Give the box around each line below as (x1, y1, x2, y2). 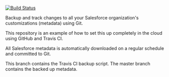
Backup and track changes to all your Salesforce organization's (5, 15, 139, 20)
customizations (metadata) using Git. (5, 20, 83, 26)
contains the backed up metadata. (5, 66, 78, 72)
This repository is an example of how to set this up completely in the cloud (5, 30, 162, 36)
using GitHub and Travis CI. (5, 36, 63, 41)
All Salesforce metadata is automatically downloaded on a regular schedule (5, 45, 164, 51)
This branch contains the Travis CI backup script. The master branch (5, 61, 151, 66)
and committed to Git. (5, 51, 51, 57)
